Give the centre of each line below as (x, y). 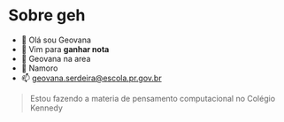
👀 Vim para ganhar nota (65, 49)
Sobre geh (47, 15)
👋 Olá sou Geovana (56, 40)
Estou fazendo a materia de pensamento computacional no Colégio (153, 98)
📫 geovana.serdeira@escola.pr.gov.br (91, 78)
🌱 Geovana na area (56, 58)
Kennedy (46, 108)
